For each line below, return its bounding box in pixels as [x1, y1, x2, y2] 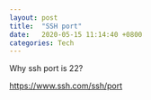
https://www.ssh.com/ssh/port [9, 80, 123, 91]
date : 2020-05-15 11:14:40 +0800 [9, 30, 143, 39]
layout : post [9, 13, 58, 23]
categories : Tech [9, 38, 75, 48]
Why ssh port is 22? [9, 63, 84, 74]
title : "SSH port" [9, 22, 83, 31]
